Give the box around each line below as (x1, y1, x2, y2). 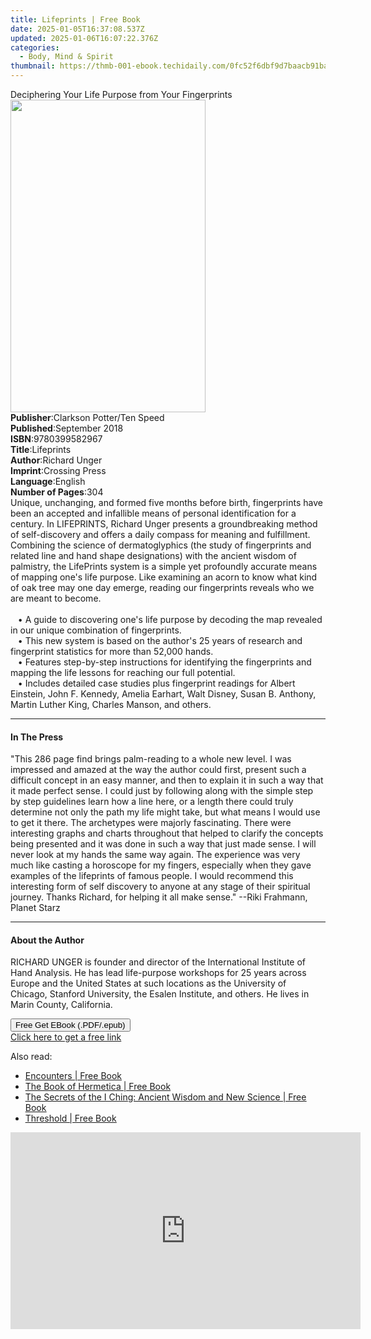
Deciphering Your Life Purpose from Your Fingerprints (10, 89, 233, 100)
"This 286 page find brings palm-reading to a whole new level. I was (10, 753, 292, 765)
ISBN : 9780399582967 (10, 433, 103, 445)
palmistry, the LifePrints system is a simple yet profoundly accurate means (10, 561, 318, 572)
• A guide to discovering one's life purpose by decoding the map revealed (17, 614, 323, 625)
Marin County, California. (10, 999, 113, 1011)
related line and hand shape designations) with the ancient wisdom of (10, 550, 297, 561)
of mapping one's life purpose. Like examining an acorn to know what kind (10, 571, 318, 583)
